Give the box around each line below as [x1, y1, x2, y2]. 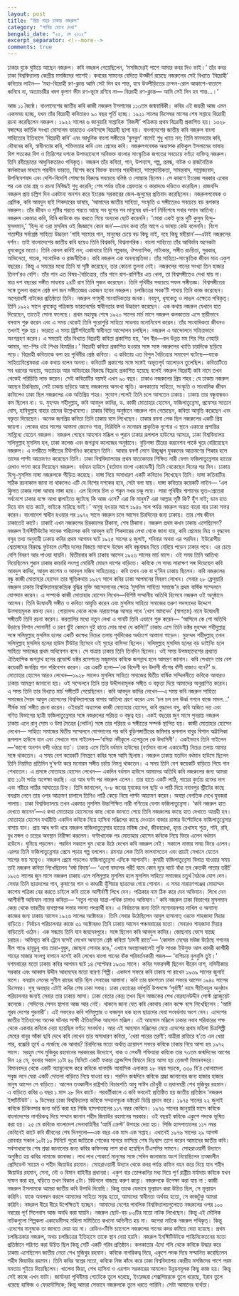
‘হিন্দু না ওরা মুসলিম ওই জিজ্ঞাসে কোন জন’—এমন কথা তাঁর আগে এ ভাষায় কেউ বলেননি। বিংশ [28, 222, 218, 230]
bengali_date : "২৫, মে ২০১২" [7, 30, 87, 38]
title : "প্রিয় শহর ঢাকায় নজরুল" [7, 17, 80, 24]
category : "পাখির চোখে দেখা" [7, 24, 78, 31]
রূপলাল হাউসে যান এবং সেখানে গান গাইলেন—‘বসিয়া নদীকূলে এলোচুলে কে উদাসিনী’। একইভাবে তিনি [7, 735, 210, 744]
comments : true [7, 43, 53, 51]
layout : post [7, 10, 46, 18]
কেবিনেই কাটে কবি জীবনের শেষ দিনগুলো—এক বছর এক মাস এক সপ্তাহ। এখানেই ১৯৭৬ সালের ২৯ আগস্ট [7, 1128, 218, 1136]
